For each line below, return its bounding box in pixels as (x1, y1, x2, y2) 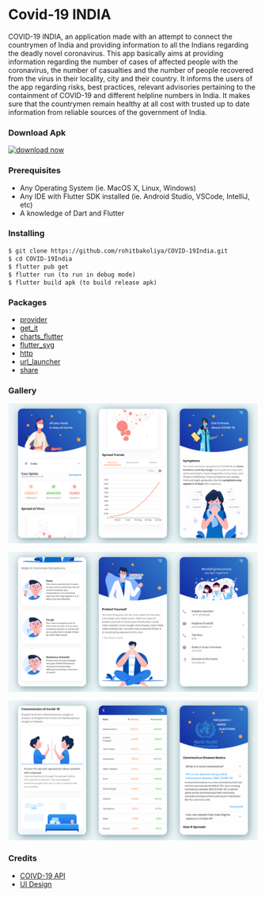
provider (19, 315, 47, 325)
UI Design (19, 879, 52, 888)
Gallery (8, 386, 37, 397)
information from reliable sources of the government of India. (8, 107, 207, 116)
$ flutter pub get (8, 263, 69, 271)
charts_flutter (19, 332, 63, 341)
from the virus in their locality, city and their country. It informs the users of (8, 74, 253, 83)
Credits (8, 853, 37, 864)
